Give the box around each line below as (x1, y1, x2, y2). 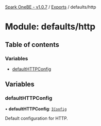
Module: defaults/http (5, 21, 96, 32)
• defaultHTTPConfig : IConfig (5, 106, 67, 111)
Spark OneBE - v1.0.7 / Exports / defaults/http (5, 4, 96, 10)
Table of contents (5, 40, 59, 49)
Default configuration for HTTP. (5, 115, 68, 121)
